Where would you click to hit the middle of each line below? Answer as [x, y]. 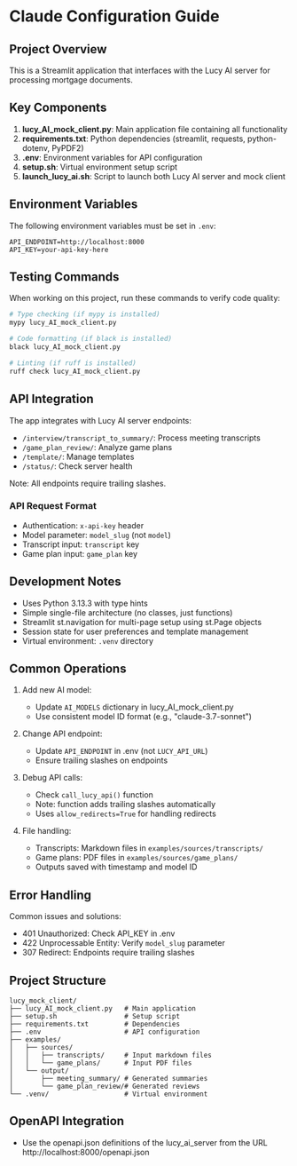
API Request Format [53, 506]
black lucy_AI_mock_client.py [65, 347]
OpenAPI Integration [67, 1121]
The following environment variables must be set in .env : [113, 226]
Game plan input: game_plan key [80, 553]
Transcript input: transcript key [81, 544]
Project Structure [58, 980]
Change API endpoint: [62, 734]
